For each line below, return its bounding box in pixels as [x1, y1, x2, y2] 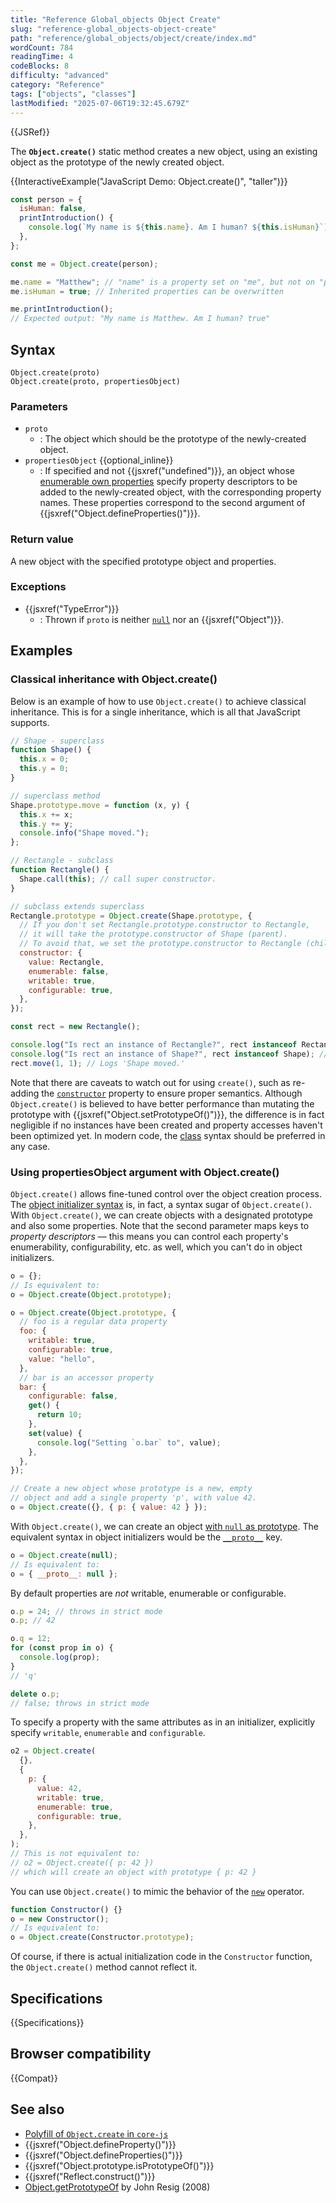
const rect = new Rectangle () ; [10, 1022, 141, 1032]
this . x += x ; [19, 809, 74, 820]
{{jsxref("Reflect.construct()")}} [24, 2170, 156, 2182]
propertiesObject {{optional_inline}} [24, 454, 174, 466]
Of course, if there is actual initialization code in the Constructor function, [10, 1951, 313, 1963]
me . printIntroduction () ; [10, 304, 114, 315]
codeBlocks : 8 [10, 61, 70, 71]
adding [10, 1087, 40, 1099]
